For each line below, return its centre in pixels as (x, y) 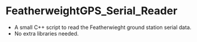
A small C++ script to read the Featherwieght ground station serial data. (103, 27)
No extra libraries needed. (46, 33)
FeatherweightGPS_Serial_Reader (92, 11)
